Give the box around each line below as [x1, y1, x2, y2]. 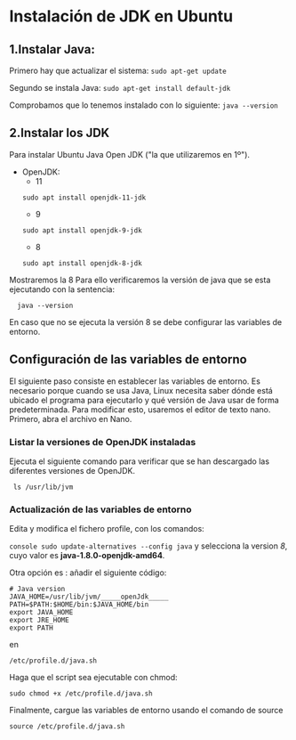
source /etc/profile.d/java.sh [9, 722, 125, 731]
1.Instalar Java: [9, 42, 95, 57]
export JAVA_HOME [9, 608, 74, 617]
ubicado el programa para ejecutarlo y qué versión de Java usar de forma [9, 394, 280, 405]
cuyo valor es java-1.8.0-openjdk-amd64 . [9, 550, 165, 561]
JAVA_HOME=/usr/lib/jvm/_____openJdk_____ [9, 592, 169, 602]
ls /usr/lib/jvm [12, 483, 74, 492]
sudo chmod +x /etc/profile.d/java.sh [9, 689, 153, 698]
